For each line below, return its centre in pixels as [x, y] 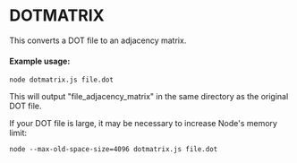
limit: [18, 133]
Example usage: [40, 61]
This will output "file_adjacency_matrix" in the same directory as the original [149, 97]
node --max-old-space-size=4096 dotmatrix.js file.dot [114, 150]
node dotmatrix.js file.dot [62, 80]
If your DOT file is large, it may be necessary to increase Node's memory [143, 124]
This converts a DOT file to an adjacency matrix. [98, 40]
